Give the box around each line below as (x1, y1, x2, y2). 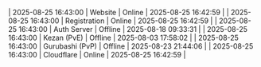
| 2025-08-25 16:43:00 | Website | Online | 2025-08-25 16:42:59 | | (8, 8, 229, 17)
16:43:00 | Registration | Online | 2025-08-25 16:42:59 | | (30, 16, 217, 26)
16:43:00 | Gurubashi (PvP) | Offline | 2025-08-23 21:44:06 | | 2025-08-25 (8, 41, 254, 51)
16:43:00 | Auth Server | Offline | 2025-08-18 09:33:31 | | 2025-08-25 (18, 25, 248, 33)
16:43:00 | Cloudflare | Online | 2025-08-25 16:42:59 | (8, 50, 186, 59)
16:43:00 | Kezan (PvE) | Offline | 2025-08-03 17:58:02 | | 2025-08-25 (8, 33, 239, 42)
